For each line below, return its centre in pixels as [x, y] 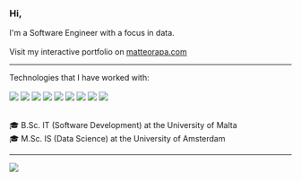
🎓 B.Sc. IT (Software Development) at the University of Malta [123, 125]
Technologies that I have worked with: [79, 78]
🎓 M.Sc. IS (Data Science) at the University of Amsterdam [117, 139]
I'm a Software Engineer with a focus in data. [92, 33]
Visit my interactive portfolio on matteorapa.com [98, 52]
